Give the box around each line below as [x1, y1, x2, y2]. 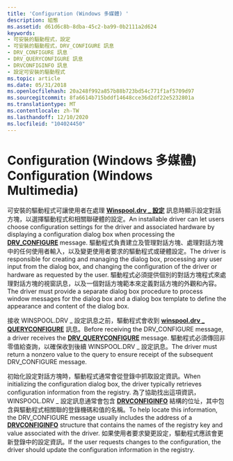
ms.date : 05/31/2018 [7, 81, 67, 88]
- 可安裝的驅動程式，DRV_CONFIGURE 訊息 [7, 42, 115, 49]
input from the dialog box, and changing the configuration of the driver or [7, 263, 218, 271]
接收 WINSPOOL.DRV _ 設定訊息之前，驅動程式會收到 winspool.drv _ [7, 316, 205, 325]
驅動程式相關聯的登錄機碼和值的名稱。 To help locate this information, [19, 405, 218, 414]
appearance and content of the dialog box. [7, 302, 130, 311]
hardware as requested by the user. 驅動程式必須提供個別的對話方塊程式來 [7, 271, 220, 279]
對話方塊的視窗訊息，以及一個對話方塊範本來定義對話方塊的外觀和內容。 [13, 279, 220, 288]
